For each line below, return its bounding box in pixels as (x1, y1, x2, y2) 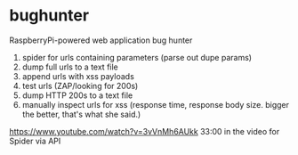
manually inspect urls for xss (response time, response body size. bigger (21, 99, 290, 110)
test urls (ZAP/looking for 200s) (21, 80, 139, 91)
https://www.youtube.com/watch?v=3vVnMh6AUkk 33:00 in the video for (9, 126, 280, 136)
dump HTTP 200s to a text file (21, 90, 133, 101)
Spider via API (9, 135, 61, 146)
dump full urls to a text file (21, 61, 118, 72)
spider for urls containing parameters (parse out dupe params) (21, 52, 252, 62)
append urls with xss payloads (21, 70, 135, 81)
